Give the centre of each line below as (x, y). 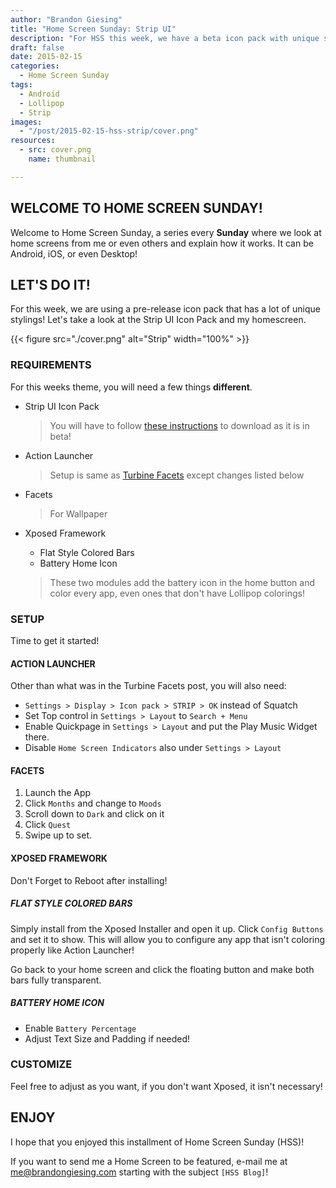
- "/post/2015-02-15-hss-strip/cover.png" (109, 131)
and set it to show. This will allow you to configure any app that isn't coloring (168, 939)
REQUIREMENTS (51, 365)
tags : (21, 85)
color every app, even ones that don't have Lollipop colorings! (177, 593)
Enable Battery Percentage (80, 1028)
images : (26, 122)
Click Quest (48, 825)
